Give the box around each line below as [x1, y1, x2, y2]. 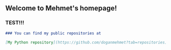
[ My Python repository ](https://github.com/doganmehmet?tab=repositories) [5, 40, 167, 45]
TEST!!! [5, 19, 24, 26]
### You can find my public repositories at [5, 30, 101, 36]
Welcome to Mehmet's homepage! [5, 4, 117, 13]
